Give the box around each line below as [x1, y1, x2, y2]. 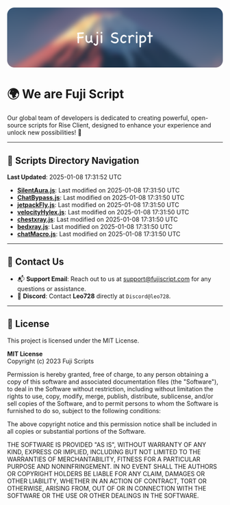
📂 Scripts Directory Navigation [7, 155, 140, 167]
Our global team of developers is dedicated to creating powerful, [7, 114, 190, 122]
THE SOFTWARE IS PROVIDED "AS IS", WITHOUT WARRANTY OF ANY [7, 440, 207, 449]
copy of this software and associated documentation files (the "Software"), [7, 378, 219, 386]
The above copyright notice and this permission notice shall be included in [7, 419, 217, 428]
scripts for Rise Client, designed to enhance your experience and [28, 121, 212, 130]
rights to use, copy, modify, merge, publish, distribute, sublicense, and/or [7, 392, 214, 400]
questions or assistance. [16, 284, 87, 293]
